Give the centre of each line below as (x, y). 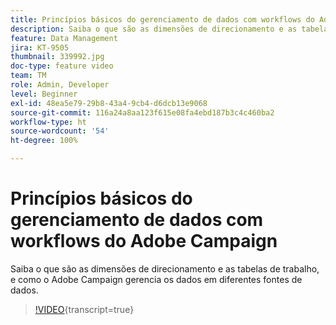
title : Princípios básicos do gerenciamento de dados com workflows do (162, 19)
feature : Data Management (64, 38)
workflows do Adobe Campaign (144, 241)
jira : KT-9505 (40, 47)
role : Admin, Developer (60, 85)
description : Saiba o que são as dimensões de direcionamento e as (154, 29)
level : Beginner (44, 94)
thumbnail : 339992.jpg (57, 57)
